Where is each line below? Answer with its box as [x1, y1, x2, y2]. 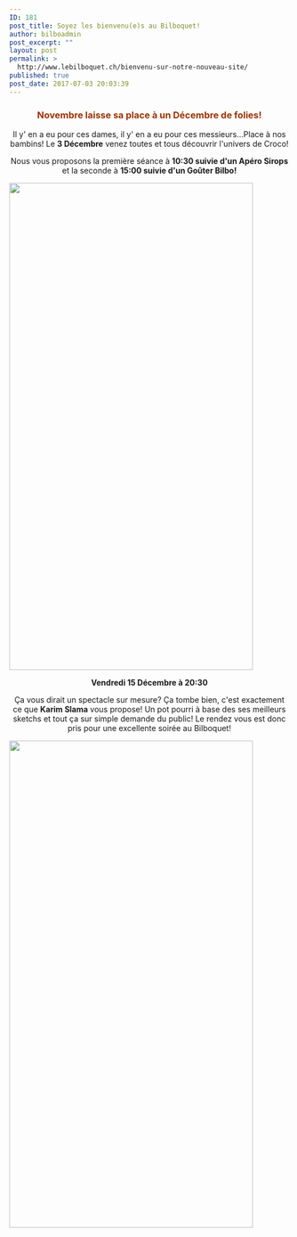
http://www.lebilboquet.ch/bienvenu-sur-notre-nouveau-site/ [17, 63, 249, 72]
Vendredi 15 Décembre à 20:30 [91, 677, 208, 688]
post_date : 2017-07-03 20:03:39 [9, 79, 129, 88]
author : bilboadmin [9, 29, 82, 38]
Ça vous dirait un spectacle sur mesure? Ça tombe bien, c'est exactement [14, 694, 285, 704]
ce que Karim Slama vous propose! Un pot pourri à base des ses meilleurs [12, 704, 286, 714]
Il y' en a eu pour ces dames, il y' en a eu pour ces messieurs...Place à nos [12, 128, 286, 139]
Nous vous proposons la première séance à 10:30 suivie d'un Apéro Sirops [10, 155, 289, 166]
